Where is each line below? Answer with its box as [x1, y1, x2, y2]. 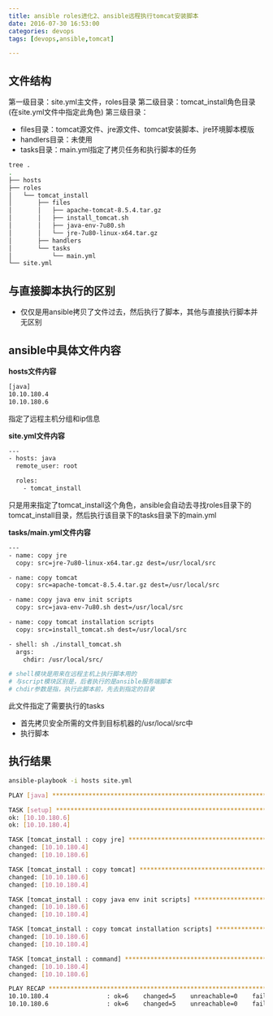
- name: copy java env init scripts [8, 595, 132, 604]
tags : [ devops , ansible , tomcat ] [8, 34, 115, 43]
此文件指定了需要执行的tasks [8, 701, 105, 711]
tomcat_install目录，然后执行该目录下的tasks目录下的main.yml [8, 510, 217, 520]
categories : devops [8, 27, 75, 35]
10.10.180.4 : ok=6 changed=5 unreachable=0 [8, 992, 238, 1001]
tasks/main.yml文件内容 [8, 527, 91, 537]
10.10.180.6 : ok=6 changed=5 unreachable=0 [8, 1000, 238, 1009]
